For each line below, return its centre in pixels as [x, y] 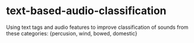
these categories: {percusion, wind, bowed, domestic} [72, 33]
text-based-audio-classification [86, 11]
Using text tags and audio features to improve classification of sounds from [97, 27]
